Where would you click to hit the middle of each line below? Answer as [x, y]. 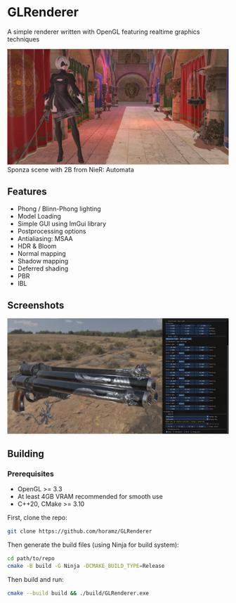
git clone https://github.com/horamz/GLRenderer [80, 531]
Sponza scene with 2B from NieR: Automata [71, 169]
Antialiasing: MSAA [45, 238]
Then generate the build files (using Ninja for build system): [93, 545]
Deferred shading [43, 268]
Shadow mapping [43, 261]
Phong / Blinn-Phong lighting [59, 209]
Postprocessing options [52, 231]
